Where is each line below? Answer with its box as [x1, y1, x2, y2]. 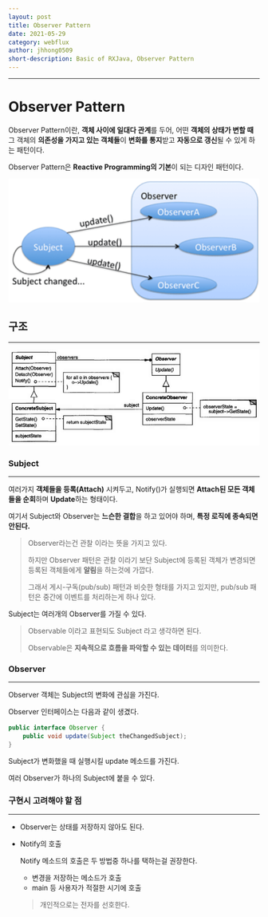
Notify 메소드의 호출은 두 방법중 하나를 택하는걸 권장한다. [19, 856, 198, 866]
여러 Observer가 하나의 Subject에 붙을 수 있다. [8, 773, 156, 782]
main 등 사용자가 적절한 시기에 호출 [31, 883, 142, 893]
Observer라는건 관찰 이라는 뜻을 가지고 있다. [27, 539, 167, 548]
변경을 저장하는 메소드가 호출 [31, 873, 122, 883]
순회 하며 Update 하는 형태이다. [22, 495, 118, 504]
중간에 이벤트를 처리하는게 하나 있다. [42, 592, 156, 602]
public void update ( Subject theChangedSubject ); [22, 733, 187, 741]
